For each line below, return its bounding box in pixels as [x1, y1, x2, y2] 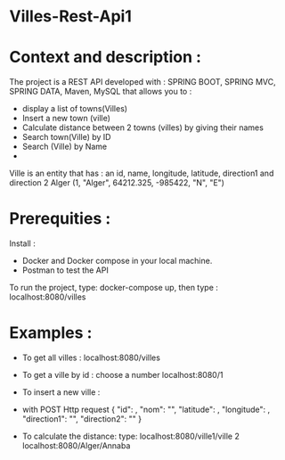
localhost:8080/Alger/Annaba [21, 440, 131, 451]
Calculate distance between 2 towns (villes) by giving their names [21, 122, 265, 133]
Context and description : [9, 47, 202, 68]
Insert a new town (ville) [21, 113, 111, 124]
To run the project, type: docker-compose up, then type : [9, 283, 218, 293]
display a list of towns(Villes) [21, 103, 127, 114]
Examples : [9, 323, 93, 343]
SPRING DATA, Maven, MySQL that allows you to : [9, 86, 192, 97]
